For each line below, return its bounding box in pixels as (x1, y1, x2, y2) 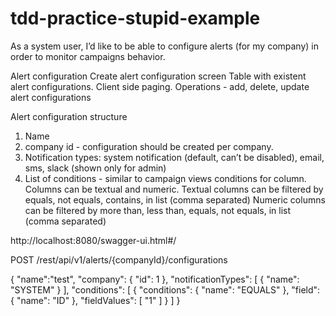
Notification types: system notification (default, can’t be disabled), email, (24, 151, 325, 163)
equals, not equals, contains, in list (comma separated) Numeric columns (24, 193, 326, 206)
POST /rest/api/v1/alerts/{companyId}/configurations (10, 253, 228, 266)
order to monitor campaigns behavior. (10, 50, 166, 62)
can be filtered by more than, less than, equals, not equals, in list (24, 204, 292, 216)
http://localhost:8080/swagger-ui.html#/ (10, 234, 177, 246)
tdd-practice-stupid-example (10, 7, 261, 30)
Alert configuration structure (10, 110, 128, 122)
